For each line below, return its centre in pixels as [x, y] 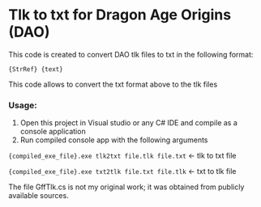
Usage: [23, 105]
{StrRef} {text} [36, 69]
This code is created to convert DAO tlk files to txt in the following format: [131, 54]
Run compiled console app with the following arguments [114, 140]
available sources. [39, 196]
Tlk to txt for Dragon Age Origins [120, 15]
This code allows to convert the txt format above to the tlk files [113, 84]
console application [53, 132]
